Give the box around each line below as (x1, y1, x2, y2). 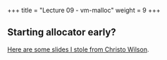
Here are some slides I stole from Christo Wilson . (7, 45, 149, 54)
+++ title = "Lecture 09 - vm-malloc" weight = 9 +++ (7, 6, 161, 14)
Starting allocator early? (7, 26, 116, 38)
